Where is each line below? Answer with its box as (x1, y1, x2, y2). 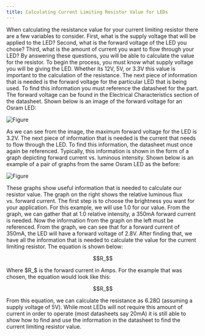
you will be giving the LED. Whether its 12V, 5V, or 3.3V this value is (6, 65, 176, 72)
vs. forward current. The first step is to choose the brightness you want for (6, 197, 195, 204)
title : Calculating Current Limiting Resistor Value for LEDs (6, 9, 168, 15)
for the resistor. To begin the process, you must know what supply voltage (6, 58, 194, 66)
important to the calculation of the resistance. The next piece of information (6, 71, 198, 78)
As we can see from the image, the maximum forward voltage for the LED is (6, 128, 197, 135)
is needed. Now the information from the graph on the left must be (6, 216, 174, 224)
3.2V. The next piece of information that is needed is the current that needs (6, 134, 196, 142)
